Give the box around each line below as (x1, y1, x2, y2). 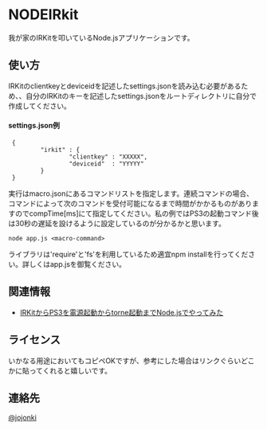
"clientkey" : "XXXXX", (69, 153, 148, 161)
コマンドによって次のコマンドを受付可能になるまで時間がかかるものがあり (8, 198, 253, 208)
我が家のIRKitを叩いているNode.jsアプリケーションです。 (8, 33, 194, 42)
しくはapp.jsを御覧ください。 (29, 259, 126, 268)
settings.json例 (8, 121, 61, 131)
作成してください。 (8, 101, 72, 111)
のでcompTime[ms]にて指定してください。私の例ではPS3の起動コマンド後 (14, 209, 259, 218)
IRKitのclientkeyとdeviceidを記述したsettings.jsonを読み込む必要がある (8, 81, 241, 91)
